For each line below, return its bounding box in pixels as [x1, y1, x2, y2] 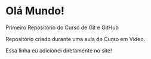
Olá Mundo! [5, 4, 65, 18]
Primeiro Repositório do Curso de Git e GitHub [5, 24, 119, 31]
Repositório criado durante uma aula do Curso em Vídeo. [5, 35, 146, 42]
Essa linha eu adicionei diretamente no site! [5, 46, 112, 54]
